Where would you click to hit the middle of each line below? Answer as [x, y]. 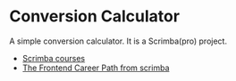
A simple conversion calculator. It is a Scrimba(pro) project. [118, 41]
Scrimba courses [54, 58]
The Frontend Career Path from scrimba [96, 68]
